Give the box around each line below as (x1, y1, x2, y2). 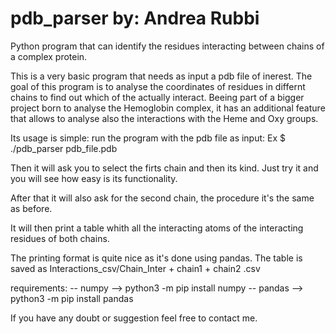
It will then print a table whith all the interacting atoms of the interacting (10, 222, 304, 234)
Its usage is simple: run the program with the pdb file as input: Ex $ (10, 132, 286, 144)
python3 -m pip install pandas (10, 292, 134, 304)
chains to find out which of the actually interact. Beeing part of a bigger (10, 91, 305, 103)
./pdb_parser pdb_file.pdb (10, 142, 118, 154)
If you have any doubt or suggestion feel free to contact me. (10, 312, 258, 324)
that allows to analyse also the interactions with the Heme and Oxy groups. (10, 112, 319, 124)
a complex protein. (10, 50, 88, 62)
